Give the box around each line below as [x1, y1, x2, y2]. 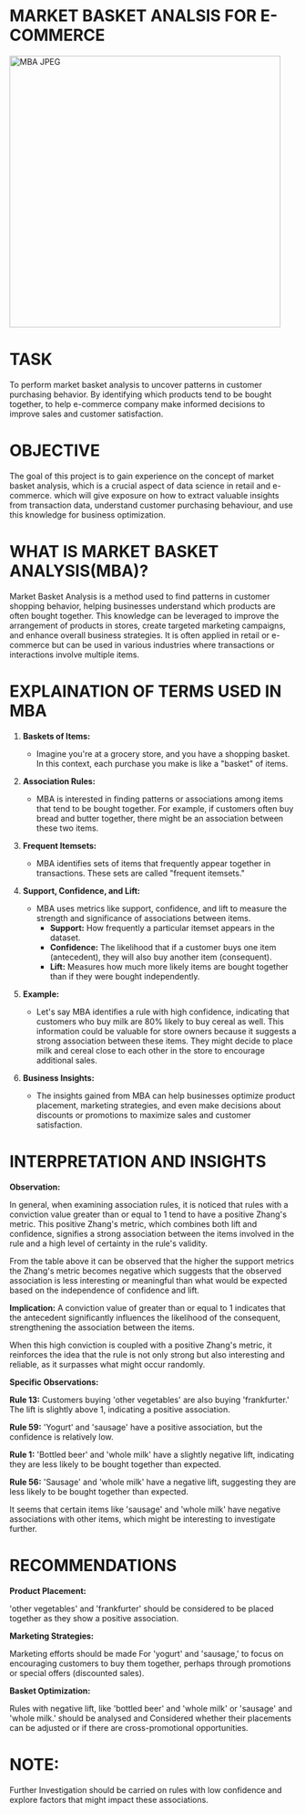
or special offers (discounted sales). [9, 1667, 145, 1678]
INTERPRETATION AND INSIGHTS [9, 1151, 267, 1171]
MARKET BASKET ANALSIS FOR [9, 5, 258, 26]
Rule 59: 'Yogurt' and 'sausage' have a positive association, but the [9, 1421, 263, 1432]
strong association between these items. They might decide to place [36, 1035, 293, 1046]
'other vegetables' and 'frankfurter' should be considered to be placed [9, 1603, 275, 1614]
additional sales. [36, 1054, 98, 1065]
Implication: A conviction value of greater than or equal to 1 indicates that [9, 1302, 286, 1313]
